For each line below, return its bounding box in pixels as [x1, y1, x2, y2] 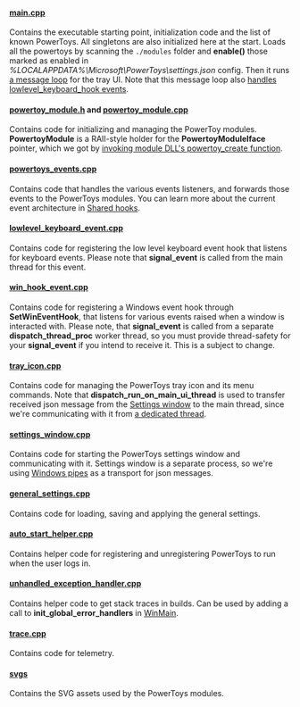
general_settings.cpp [9, 488, 91, 499]
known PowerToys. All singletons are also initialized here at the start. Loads [9, 37, 286, 47]
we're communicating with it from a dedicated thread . [9, 409, 207, 420]
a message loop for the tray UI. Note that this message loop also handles [9, 74, 277, 85]
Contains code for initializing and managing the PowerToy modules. [9, 124, 257, 135]
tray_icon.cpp [9, 360, 62, 370]
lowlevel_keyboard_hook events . [9, 84, 129, 95]
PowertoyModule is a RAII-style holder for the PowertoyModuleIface [9, 134, 266, 145]
